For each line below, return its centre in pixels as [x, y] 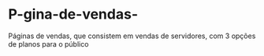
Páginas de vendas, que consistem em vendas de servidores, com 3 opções [132, 36]
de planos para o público [48, 44]
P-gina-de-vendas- [73, 14]
